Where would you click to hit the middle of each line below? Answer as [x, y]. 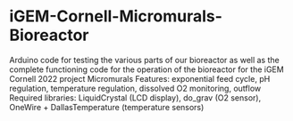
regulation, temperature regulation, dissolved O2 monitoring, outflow [135, 88]
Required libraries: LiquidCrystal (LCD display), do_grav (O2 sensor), [135, 97]
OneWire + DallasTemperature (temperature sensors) [107, 107]
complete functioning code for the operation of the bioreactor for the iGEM [146, 69]
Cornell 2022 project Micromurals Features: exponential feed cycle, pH [140, 78]
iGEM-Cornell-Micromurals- [116, 16]
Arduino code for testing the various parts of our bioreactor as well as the [144, 60]
